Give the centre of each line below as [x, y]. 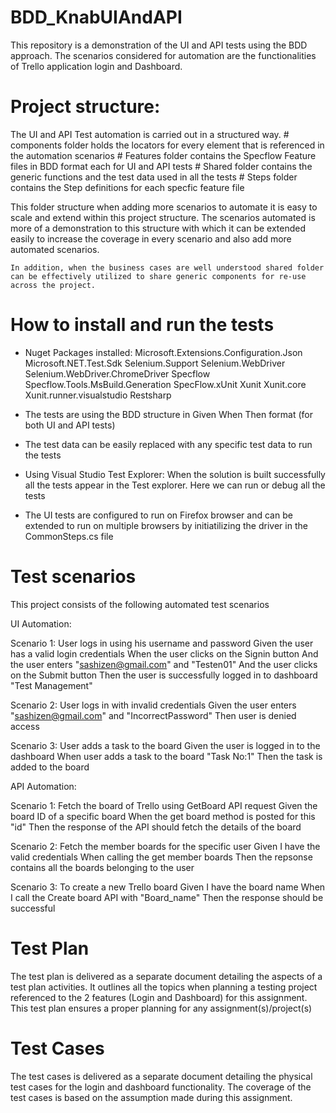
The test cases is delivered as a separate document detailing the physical [161, 1076]
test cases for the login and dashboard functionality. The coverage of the [161, 1087]
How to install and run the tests [142, 325]
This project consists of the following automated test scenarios [140, 604]
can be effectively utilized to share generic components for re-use [158, 276]
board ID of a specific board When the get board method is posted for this [163, 816]
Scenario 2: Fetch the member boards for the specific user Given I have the [165, 846]
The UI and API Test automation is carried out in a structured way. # [150, 134]
